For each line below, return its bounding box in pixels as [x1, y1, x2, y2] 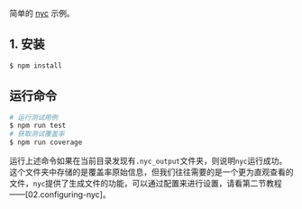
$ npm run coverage [9, 138, 83, 147]
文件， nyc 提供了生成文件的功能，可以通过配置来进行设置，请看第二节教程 [9, 178, 282, 188]
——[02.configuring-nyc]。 [9, 189, 111, 200]
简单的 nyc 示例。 [9, 8, 75, 18]
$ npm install [9, 61, 63, 70]
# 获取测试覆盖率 [9, 130, 65, 139]
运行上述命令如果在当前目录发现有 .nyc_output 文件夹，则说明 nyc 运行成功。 [9, 156, 288, 166]
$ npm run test [9, 121, 67, 131]
